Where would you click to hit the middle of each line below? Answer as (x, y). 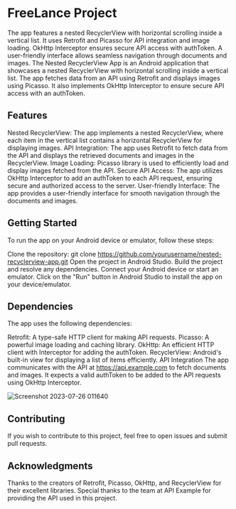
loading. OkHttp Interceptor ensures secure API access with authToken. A (115, 48)
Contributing (36, 418)
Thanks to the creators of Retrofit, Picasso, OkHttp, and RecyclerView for (114, 483)
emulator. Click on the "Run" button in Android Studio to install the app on (115, 277)
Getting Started (42, 223)
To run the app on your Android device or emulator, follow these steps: (111, 240)
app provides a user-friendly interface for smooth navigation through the (114, 193)
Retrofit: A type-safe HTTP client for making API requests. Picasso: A (108, 337)
